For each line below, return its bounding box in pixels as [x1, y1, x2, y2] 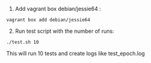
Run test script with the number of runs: [14, 27, 115, 35]
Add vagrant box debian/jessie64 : [14, 5, 101, 12]
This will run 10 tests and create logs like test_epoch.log [6, 50, 145, 57]
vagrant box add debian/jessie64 [6, 17, 91, 23]
